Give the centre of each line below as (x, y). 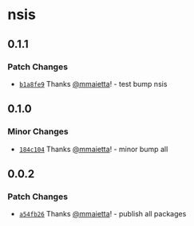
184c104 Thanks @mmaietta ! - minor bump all (93, 149)
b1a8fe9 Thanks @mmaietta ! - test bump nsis (93, 84)
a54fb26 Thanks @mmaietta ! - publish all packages (103, 214)
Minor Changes (38, 131)
